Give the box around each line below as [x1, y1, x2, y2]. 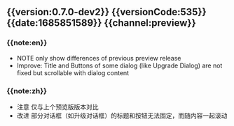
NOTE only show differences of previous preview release [16, 54, 181, 62]
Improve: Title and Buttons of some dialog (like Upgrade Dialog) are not [16, 61, 223, 70]
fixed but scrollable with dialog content [16, 68, 130, 77]
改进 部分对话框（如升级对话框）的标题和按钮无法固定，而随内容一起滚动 [16, 111, 228, 120]
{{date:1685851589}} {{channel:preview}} [6, 17, 197, 29]
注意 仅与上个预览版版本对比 [16, 102, 99, 111]
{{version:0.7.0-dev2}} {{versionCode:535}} [6, 6, 207, 18]
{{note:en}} [6, 38, 48, 48]
